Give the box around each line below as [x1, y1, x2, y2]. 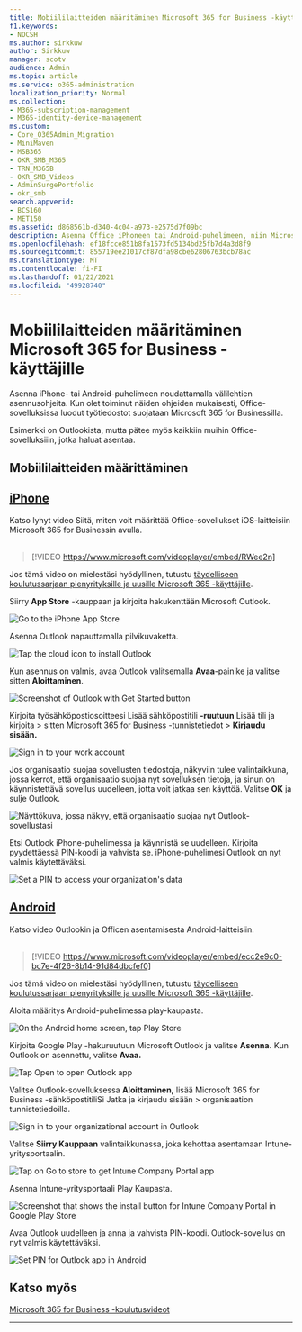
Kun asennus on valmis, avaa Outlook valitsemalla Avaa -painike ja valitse [9, 666, 280, 676]
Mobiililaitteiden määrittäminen [9, 460, 189, 476]
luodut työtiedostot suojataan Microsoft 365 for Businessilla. [60, 407, 284, 418]
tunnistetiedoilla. [9, 1103, 70, 1114]
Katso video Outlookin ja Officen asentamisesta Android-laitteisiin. [9, 924, 254, 935]
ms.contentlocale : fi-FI [9, 265, 102, 274]
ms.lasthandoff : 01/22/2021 [9, 273, 115, 282]
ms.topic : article [9, 72, 78, 81]
